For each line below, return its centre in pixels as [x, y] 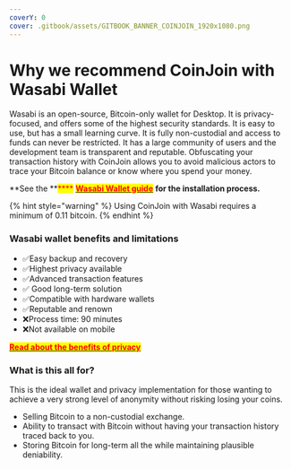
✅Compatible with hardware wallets [88, 299]
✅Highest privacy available [72, 268]
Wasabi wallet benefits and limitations [94, 239]
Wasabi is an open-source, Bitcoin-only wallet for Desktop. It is [125, 114]
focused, [26, 124]
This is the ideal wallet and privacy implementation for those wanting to [141, 390]
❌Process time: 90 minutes [72, 318]
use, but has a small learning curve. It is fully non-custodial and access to [145, 133]
